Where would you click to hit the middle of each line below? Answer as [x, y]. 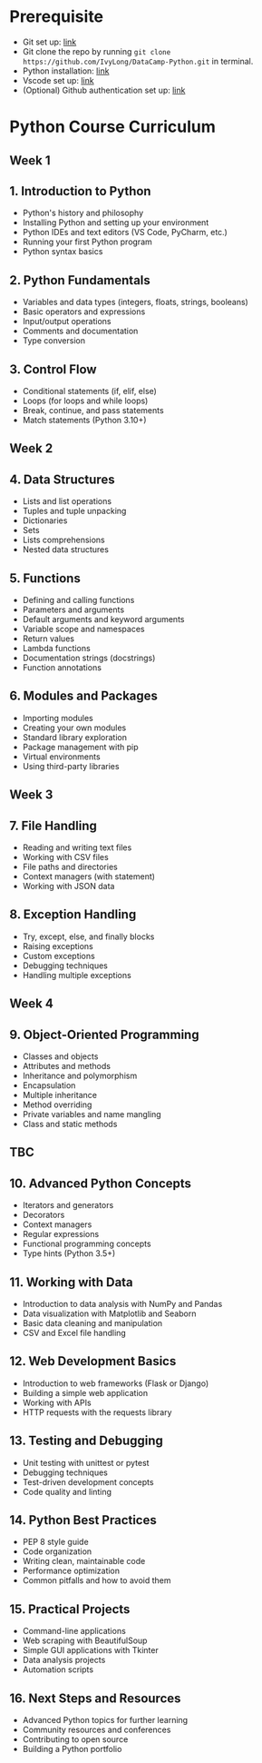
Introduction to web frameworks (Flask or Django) [116, 1383]
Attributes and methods [67, 1066]
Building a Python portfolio [72, 1749]
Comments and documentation [80, 331]
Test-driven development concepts [88, 1481]
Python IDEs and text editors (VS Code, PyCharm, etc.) [125, 233]
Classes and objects [60, 1056]
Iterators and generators [68, 1205]
